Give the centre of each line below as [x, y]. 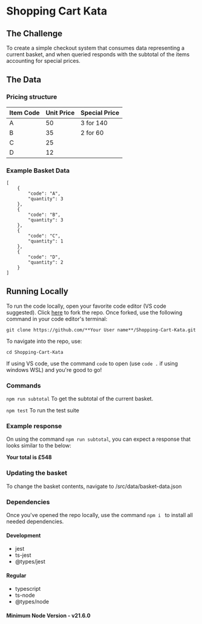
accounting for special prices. [43, 61]
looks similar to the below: [39, 446]
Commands [24, 385]
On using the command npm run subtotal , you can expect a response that [99, 439]
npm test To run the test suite [43, 411]
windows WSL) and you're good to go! [54, 369]
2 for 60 [92, 132]
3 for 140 [94, 123]
